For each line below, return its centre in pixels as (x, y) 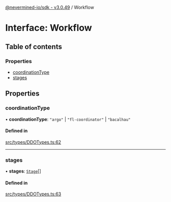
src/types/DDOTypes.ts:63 (33, 194)
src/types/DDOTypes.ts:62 (33, 142)
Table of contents (34, 47)
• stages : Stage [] (23, 171)
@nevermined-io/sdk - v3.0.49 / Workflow (50, 7)
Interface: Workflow (49, 28)
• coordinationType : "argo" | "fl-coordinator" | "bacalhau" (68, 119)
